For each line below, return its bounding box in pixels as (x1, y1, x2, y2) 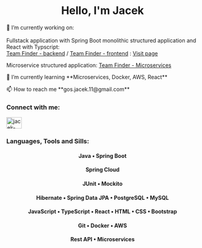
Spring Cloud (85, 166, 120, 174)
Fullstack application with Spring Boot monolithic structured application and (6, 37, 197, 44)
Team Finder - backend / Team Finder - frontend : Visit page (6, 49, 158, 57)
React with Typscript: (6, 43, 60, 51)
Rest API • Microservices (70, 236, 135, 243)
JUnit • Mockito (82, 180, 123, 187)
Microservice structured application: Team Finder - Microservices (6, 62, 172, 69)
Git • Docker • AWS (78, 222, 127, 229)
